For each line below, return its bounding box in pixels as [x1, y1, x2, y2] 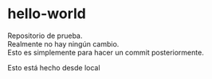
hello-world [7, 5, 87, 23]
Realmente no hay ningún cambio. [7, 39, 120, 48]
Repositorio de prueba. [7, 31, 83, 40]
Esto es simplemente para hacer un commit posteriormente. [7, 47, 204, 57]
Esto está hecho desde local [7, 62, 100, 72]
